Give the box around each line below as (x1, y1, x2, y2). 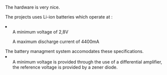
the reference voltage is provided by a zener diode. (12, 64, 118, 70)
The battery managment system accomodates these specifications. (5, 48, 144, 54)
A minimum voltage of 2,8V (12, 29, 69, 34)
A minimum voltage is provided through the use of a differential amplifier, (12, 59, 163, 64)
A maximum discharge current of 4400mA (12, 38, 100, 44)
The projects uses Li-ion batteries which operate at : (5, 14, 113, 19)
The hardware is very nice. (5, 4, 60, 10)
